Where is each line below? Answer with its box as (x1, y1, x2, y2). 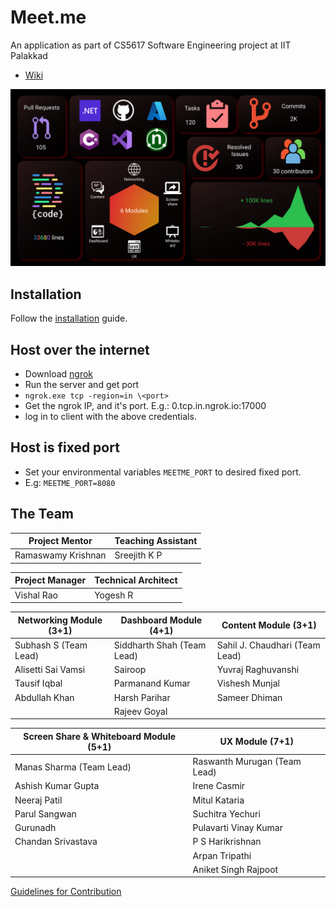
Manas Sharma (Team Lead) (14, 761, 132, 773)
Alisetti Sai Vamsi (14, 664, 86, 676)
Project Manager (14, 574, 87, 586)
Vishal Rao (14, 589, 58, 601)
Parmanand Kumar (113, 677, 191, 690)
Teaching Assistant (114, 535, 198, 547)
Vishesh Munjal (216, 677, 280, 690)
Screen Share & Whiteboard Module (23, 730, 177, 742)
